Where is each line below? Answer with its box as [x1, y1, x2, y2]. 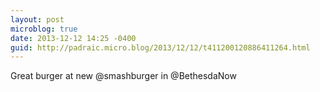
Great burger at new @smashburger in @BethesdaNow [10, 70, 237, 82]
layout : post [10, 14, 65, 25]
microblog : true [10, 24, 78, 34]
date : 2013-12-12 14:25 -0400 [10, 33, 137, 43]
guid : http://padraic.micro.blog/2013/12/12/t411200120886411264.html [10, 42, 311, 53]
